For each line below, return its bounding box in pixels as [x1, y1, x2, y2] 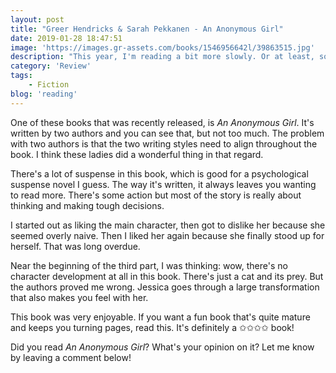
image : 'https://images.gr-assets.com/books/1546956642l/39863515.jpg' [10, 42, 315, 53]
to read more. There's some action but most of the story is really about [10, 189, 302, 201]
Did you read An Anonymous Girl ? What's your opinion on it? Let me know [10, 341, 315, 353]
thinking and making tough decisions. [10, 199, 165, 211]
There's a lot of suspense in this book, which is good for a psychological [10, 167, 309, 180]
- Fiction [28, 80, 70, 90]
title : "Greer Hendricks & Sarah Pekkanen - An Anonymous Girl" [10, 24, 284, 34]
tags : [10, 71, 33, 81]
